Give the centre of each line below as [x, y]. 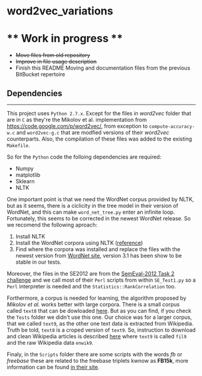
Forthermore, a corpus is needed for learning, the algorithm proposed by [97, 298]
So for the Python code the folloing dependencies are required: [84, 157]
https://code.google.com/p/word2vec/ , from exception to [77, 126]
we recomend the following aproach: [52, 225]
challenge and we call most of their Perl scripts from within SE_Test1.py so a [101, 280]
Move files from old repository [53, 55]
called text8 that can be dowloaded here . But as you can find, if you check [99, 311]
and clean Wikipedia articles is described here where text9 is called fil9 [97, 336]
